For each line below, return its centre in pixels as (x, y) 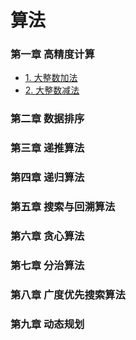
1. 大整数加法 (51, 78)
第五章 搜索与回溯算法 (63, 207)
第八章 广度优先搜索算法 (68, 294)
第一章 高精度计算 (52, 54)
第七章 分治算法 (47, 266)
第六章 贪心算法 (47, 236)
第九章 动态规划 (47, 324)
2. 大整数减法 (52, 90)
